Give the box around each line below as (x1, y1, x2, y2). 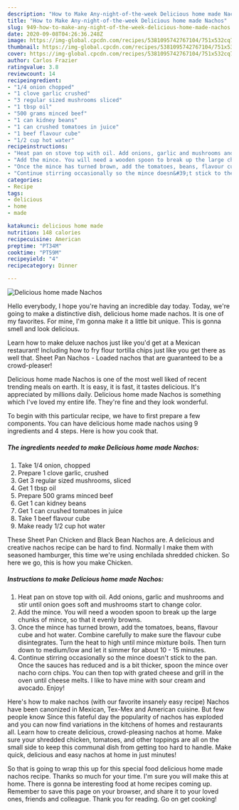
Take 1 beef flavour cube (17, 514, 90, 522)
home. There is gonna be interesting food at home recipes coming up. (7, 779, 212, 788)
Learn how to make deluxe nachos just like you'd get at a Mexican (7, 338, 201, 347)
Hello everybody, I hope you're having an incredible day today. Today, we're (7, 302, 230, 310)
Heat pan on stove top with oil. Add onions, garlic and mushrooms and (17, 592, 224, 601)
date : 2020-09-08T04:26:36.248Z (7, 30, 103, 38)
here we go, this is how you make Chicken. (7, 558, 133, 567)
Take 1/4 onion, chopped (17, 461, 91, 470)
